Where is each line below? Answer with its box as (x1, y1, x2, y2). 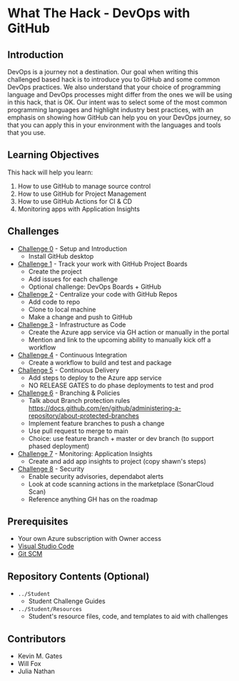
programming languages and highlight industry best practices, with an (7, 106, 214, 114)
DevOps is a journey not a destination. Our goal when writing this (7, 68, 198, 76)
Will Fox (17, 660, 41, 668)
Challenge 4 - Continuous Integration (17, 350, 127, 359)
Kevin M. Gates (17, 652, 63, 660)
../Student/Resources (17, 606, 82, 613)
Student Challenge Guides (28, 597, 106, 605)
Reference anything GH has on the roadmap (28, 494, 158, 503)
